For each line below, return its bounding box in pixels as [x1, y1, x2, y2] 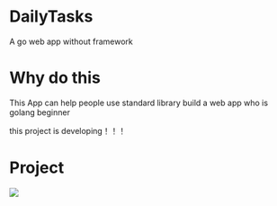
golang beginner [9, 106, 70, 118]
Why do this [9, 67, 101, 88]
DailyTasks [9, 6, 94, 27]
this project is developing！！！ [9, 125, 127, 136]
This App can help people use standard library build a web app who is [9, 97, 268, 108]
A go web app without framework [9, 36, 133, 47]
